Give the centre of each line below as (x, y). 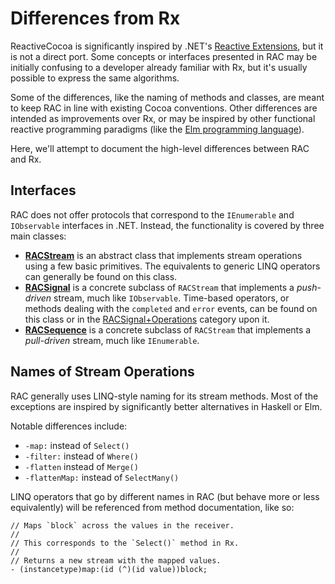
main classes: (38, 236)
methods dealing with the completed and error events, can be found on (171, 308)
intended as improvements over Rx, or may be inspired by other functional (163, 118)
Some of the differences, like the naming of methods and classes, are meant (167, 97)
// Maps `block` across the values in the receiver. (122, 525)
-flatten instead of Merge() (81, 466)
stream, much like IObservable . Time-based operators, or (171, 298)
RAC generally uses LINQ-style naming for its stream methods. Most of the (164, 396)
